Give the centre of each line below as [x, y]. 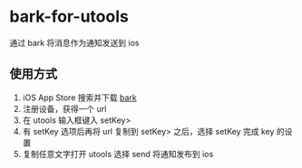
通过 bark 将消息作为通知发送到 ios [74, 42]
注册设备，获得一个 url [64, 108]
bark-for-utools [69, 17]
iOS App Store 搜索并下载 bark [80, 98]
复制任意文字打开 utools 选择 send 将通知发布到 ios [118, 154]
